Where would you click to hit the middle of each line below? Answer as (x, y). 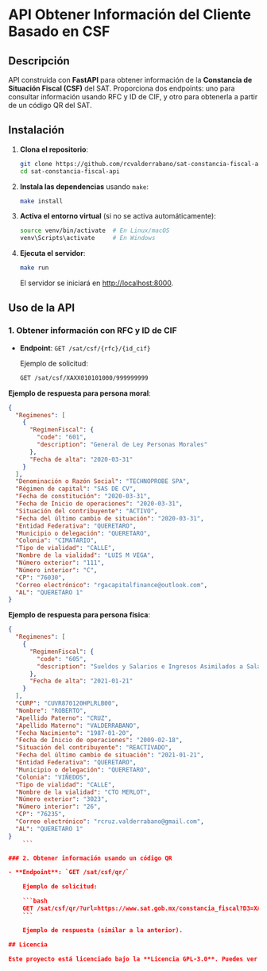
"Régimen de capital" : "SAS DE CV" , (76, 489)
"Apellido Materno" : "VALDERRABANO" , (78, 725)
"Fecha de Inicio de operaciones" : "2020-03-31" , (99, 504)
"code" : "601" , (62, 437)
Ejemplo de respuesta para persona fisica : (79, 615)
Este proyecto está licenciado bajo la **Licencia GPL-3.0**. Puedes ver (133, 959)
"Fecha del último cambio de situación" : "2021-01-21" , (110, 755)
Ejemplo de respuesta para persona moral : (79, 393)
